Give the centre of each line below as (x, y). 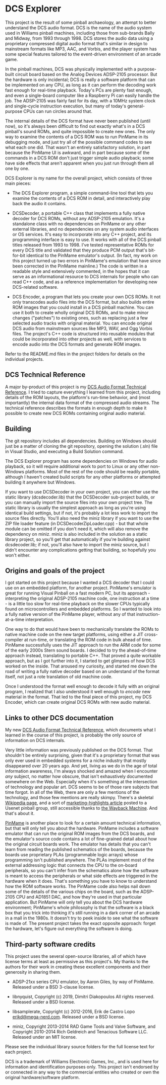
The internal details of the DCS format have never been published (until (78, 121)
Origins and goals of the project (55, 570)
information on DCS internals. (35, 741)
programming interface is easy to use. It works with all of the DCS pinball (87, 240)
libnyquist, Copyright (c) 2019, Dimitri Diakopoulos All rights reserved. (83, 997)
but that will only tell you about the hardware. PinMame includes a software (82, 829)
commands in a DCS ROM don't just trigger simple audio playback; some (80, 158)
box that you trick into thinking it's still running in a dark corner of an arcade (83, 913)
